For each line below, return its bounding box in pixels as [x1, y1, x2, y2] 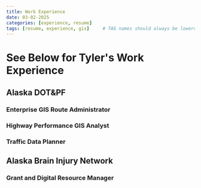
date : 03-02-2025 [6, 14, 50, 20]
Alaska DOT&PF [6, 87, 66, 97]
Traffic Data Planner [6, 137, 66, 146]
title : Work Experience [6, 8, 66, 15]
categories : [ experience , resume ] [6, 20, 93, 26]
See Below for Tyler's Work [6, 51, 145, 64]
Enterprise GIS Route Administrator [6, 105, 111, 113]
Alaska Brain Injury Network [6, 156, 114, 166]
